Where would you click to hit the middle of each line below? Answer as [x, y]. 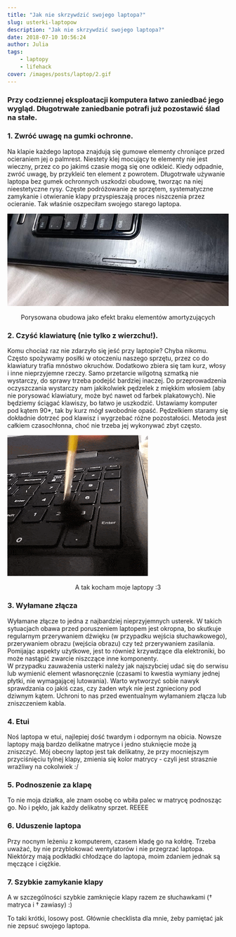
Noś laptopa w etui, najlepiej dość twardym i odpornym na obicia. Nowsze [114, 737]
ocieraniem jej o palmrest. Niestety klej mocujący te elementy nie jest [107, 159]
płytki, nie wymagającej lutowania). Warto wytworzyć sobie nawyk [104, 681]
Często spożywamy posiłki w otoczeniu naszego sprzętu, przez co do [108, 358]
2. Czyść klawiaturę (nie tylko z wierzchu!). [83, 336]
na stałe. [22, 117]
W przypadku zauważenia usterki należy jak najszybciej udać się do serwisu [118, 665]
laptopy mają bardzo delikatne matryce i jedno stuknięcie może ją [102, 744]
